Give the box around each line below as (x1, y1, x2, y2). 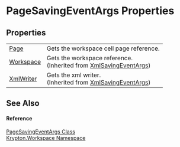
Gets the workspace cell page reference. (46, 44, 160, 53)
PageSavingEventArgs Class (6, 128, 76, 135)
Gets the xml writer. (46, 71, 101, 79)
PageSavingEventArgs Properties (6, 4, 175, 18)
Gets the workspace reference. (46, 54, 133, 62)
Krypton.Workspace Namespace (6, 134, 86, 141)
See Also (6, 99, 40, 109)
